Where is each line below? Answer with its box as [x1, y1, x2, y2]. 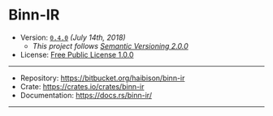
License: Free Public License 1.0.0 [19, 49, 134, 59]
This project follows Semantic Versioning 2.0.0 [32, 41, 188, 50]
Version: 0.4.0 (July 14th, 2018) [19, 32, 126, 42]
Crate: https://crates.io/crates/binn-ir [19, 81, 145, 91]
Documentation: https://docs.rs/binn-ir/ [19, 90, 153, 100]
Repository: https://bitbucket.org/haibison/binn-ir [19, 73, 185, 83]
